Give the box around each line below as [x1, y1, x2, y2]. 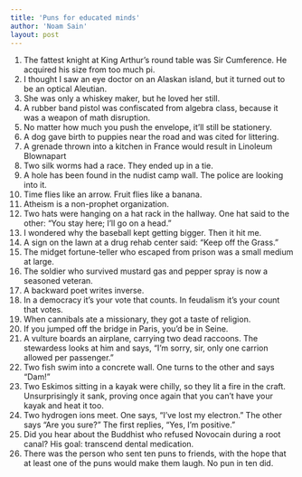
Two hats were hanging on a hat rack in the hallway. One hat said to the [23, 209, 290, 220]
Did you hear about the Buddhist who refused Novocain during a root [23, 429, 281, 440]
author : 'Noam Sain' [10, 22, 89, 31]
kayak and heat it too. [23, 400, 105, 411]
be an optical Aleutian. [23, 83, 108, 95]
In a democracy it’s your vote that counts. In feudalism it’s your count [23, 295, 280, 305]
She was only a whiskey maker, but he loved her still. [23, 93, 221, 104]
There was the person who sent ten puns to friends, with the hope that [23, 448, 288, 459]
